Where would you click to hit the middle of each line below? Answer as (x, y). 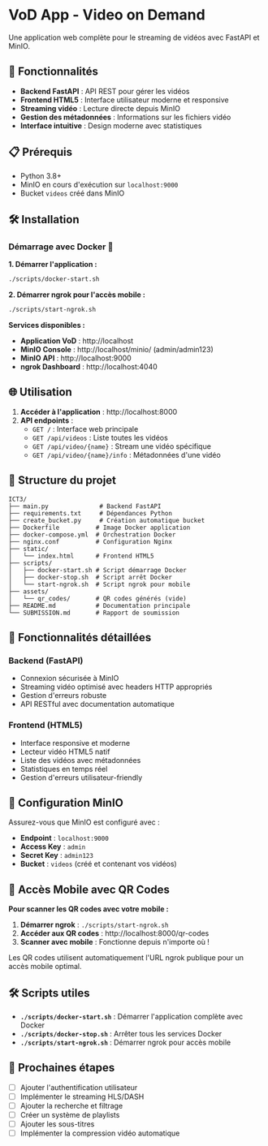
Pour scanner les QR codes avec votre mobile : (89, 909)
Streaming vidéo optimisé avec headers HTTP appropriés (116, 687)
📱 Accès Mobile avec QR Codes (89, 889)
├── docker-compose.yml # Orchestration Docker (92, 534)
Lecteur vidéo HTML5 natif (65, 752)
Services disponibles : (47, 325)
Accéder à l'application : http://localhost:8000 (99, 411)
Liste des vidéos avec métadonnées (80, 760)
